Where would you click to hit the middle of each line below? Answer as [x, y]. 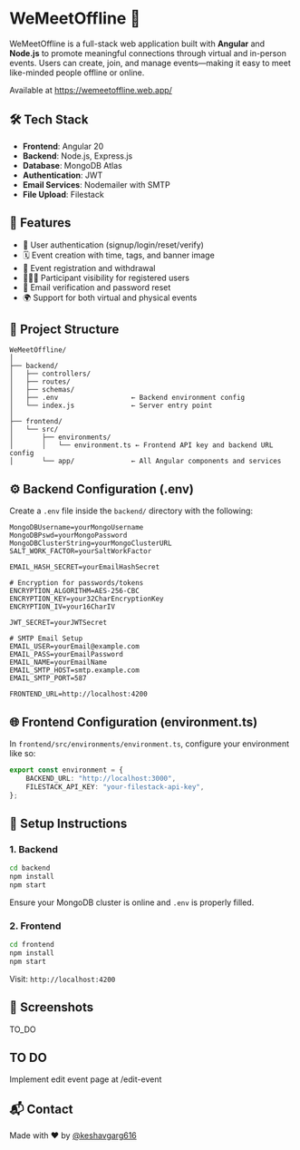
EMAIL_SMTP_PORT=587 [48, 678]
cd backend [30, 868]
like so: [23, 753]
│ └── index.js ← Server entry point [111, 406]
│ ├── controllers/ [50, 374]
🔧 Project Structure [64, 329]
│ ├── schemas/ [42, 390]
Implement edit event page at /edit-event [86, 1079]
